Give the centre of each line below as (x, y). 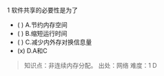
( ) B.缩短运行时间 (42, 34)
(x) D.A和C (32, 51)
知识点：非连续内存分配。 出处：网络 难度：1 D (90, 65)
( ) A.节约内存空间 (42, 25)
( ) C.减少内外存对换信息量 (54, 42)
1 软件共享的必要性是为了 (42, 10)
